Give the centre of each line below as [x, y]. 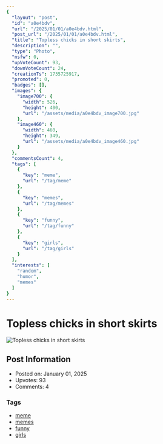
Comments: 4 [32, 387]
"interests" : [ [31, 265]
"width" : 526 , [40, 102]
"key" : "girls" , [43, 243]
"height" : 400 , [42, 108]
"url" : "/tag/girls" [48, 248]
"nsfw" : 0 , [25, 57]
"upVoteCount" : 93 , [36, 62]
